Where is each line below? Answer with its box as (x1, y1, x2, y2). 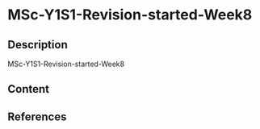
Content (7, 82, 50, 96)
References (7, 110, 67, 123)
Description (7, 38, 68, 52)
